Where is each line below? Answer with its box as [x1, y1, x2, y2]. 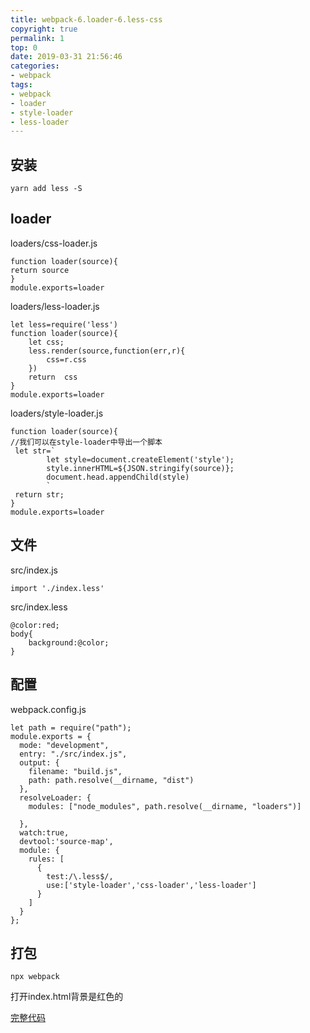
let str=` [14, 446, 56, 456]
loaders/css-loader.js [10, 237, 98, 249]
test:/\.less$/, [46, 871, 114, 881]
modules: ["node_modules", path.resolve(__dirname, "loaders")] [28, 801, 302, 811]
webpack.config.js [10, 703, 87, 715]
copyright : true [10, 24, 78, 34]
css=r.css [46, 354, 87, 365]
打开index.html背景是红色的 [10, 991, 124, 1003]
